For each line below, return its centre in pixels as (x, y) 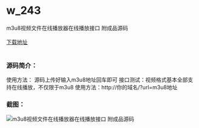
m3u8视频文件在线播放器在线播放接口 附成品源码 (67, 28)
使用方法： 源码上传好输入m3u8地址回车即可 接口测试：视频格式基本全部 (97, 80)
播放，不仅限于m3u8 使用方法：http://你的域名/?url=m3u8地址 (100, 88)
